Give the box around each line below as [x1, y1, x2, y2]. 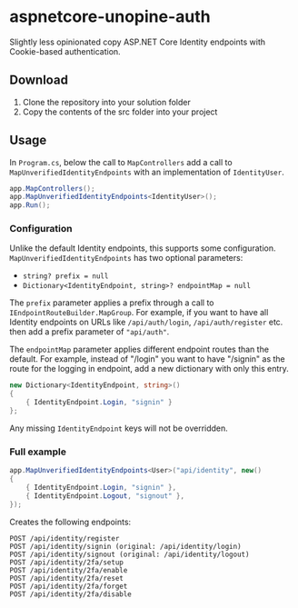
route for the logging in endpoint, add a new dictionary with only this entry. [9, 364, 289, 374]
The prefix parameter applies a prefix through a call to [9, 297, 214, 308]
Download [9, 73, 68, 88]
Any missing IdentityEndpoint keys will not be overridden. [9, 423, 229, 434]
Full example [9, 445, 66, 458]
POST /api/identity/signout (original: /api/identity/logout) [9, 550, 250, 559]
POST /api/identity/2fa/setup [9, 557, 124, 567]
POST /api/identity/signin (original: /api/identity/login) [9, 542, 243, 551]
